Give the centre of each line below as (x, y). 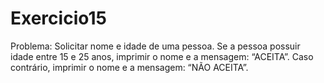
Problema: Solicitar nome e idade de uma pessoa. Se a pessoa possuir (155, 46)
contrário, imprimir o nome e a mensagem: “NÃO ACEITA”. (129, 67)
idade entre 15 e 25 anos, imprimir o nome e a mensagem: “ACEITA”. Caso (162, 56)
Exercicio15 (58, 18)
